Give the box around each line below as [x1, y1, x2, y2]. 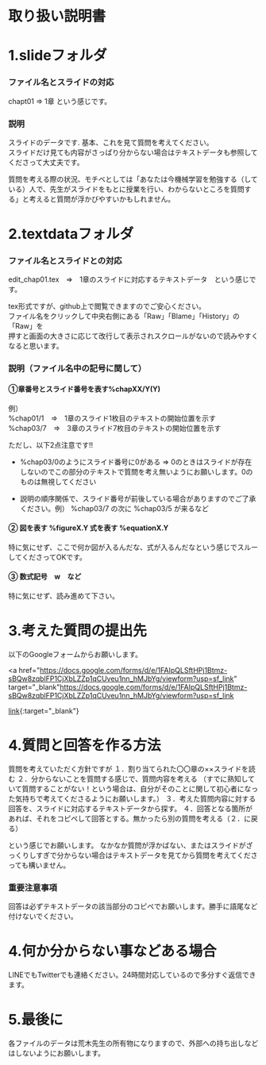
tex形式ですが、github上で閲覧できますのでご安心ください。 [8, 302, 206, 311]
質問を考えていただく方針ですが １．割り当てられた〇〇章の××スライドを [8, 763, 249, 774]
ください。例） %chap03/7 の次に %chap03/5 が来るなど [19, 503, 209, 513]
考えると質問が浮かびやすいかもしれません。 [29, 194, 175, 203]
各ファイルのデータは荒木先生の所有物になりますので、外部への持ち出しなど [8, 1039, 259, 1048]
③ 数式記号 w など [8, 572, 82, 582]
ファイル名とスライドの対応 [8, 77, 114, 88]
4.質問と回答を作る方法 [8, 736, 161, 755]
